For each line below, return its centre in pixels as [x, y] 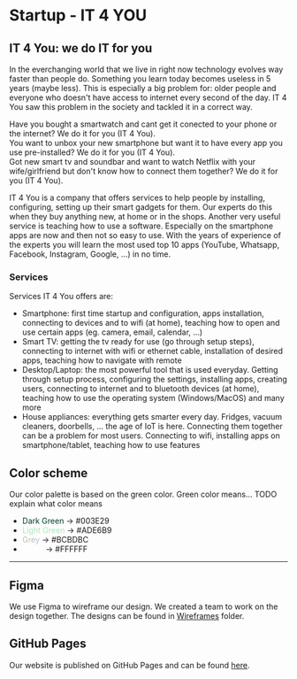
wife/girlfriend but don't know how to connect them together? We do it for [144, 171]
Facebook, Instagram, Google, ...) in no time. [90, 254]
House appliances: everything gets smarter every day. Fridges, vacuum [152, 417]
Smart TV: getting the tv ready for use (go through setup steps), [138, 342]
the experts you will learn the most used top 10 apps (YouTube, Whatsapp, [145, 245]
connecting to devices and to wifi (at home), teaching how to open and [151, 323]
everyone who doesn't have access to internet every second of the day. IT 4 [148, 97]
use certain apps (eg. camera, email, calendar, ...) [112, 332]
